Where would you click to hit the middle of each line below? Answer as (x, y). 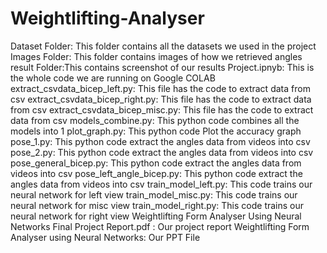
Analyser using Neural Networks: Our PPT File (105, 237)
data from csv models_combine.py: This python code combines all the (155, 120)
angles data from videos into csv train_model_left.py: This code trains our (161, 184)
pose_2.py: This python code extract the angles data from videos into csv (162, 152)
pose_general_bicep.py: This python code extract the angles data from (156, 163)
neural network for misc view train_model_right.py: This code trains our (157, 205)
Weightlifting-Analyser (107, 18)
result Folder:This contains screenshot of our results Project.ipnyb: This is (162, 67)
